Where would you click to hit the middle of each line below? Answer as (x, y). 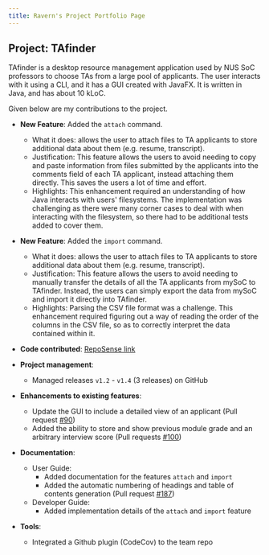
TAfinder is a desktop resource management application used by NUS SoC (132, 68)
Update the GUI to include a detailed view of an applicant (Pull (135, 412)
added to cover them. (67, 225)
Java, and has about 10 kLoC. (57, 93)
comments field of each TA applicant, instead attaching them (133, 175)
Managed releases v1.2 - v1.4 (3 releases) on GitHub (120, 380)
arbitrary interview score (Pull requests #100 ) (107, 437)
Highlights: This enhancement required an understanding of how (139, 191)
